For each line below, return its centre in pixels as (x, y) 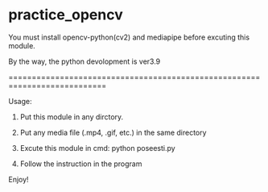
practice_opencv (66, 15)
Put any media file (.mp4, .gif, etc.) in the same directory (113, 132)
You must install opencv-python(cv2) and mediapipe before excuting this (129, 37)
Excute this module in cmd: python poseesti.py (97, 148)
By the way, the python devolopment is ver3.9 (85, 61)
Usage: (20, 101)
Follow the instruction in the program (81, 164)
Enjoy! (19, 179)
